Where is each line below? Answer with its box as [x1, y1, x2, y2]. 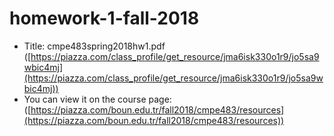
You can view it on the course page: [23, 93, 172, 105]
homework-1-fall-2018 [9, 7, 200, 30]
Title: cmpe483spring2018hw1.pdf [23, 40, 166, 52]
